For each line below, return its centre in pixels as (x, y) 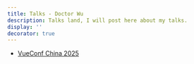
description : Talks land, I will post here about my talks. (98, 20)
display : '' (25, 27)
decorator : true (31, 33)
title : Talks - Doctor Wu (45, 14)
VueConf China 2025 (48, 53)
